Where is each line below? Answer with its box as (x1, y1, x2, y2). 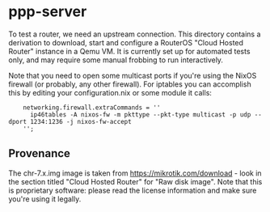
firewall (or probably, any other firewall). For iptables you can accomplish (8, 79, 252, 89)
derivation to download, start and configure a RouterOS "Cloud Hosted (8, 37, 244, 47)
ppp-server (8, 2, 87, 21)
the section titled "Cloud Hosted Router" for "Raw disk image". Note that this (8, 176, 263, 186)
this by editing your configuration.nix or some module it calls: (8, 87, 213, 97)
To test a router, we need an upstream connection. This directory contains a (8, 29, 261, 39)
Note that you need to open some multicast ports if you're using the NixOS (8, 70, 257, 80)
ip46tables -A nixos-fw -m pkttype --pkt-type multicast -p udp (29, 110, 251, 119)
